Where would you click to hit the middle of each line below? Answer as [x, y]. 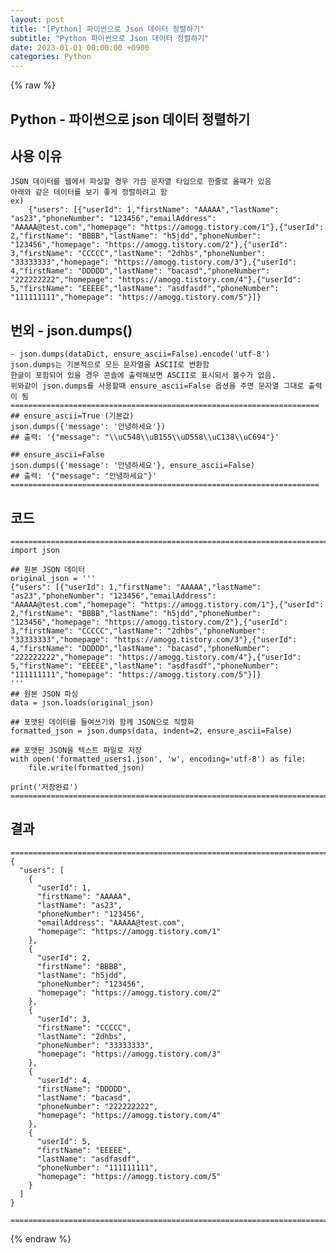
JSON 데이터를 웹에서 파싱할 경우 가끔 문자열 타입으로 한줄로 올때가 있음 [141, 182]
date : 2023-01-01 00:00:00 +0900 [80, 47]
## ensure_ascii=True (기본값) [72, 416]
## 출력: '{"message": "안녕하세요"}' [84, 476]
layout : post [37, 19]
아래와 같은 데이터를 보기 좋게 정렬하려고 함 [89, 192]
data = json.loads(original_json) [82, 702]
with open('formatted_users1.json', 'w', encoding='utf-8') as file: [158, 759]
